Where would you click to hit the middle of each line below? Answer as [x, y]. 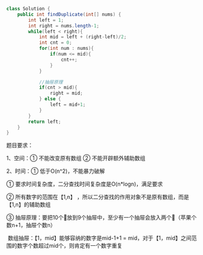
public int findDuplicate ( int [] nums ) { [69, 14]
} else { [50, 99]
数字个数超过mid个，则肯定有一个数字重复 [70, 246]
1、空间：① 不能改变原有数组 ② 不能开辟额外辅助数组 [76, 158]
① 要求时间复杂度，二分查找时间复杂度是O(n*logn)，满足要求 [85, 184]
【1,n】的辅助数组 [28, 204]
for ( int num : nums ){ [66, 49]
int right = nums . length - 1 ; [64, 26]
